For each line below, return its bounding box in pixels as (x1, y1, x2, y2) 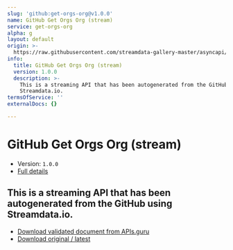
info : (7, 56, 23, 62)
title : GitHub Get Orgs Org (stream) (13, 62, 123, 69)
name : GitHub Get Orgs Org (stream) (7, 17, 113, 24)
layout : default (7, 36, 54, 43)
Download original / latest (17, 234, 91, 243)
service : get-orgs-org (7, 23, 73, 30)
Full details (17, 167, 49, 175)
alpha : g (7, 29, 33, 37)
